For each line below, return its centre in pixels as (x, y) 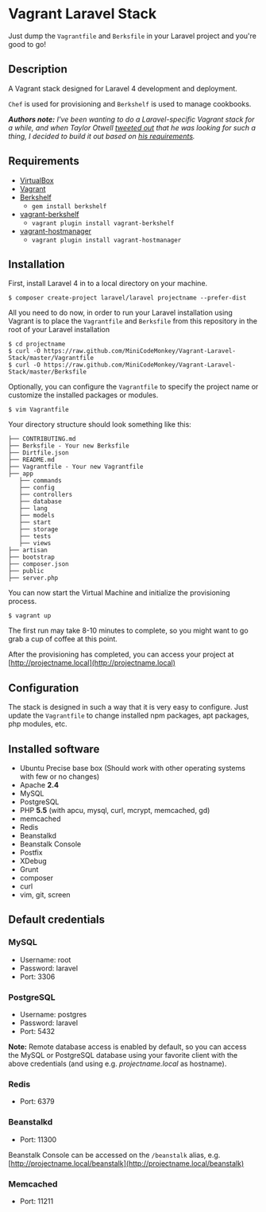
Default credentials (57, 920)
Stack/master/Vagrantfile (51, 358)
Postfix (31, 852)
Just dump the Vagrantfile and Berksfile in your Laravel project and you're (132, 36)
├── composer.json (39, 564)
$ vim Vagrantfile (39, 410)
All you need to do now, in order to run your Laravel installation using (120, 313)
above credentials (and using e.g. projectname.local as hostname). (118, 1063)
